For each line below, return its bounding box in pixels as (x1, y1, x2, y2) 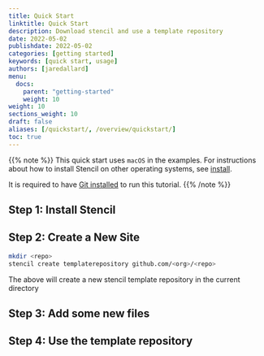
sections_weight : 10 (8, 111, 79, 119)
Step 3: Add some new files (8, 306, 150, 320)
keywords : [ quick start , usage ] (8, 58, 118, 66)
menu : (8, 72, 27, 80)
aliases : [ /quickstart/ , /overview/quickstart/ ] (8, 125, 176, 133)
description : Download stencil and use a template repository (8, 27, 223, 35)
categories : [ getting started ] (8, 50, 115, 58)
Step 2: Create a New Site (8, 231, 141, 245)
